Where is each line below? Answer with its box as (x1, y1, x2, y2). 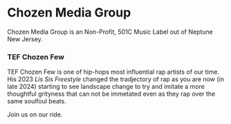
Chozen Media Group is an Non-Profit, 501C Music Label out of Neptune (7, 28, 213, 36)
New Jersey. (7, 34, 43, 43)
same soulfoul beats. (7, 97, 67, 105)
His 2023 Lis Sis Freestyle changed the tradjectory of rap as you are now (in (7, 75, 225, 83)
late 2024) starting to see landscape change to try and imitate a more (7, 83, 205, 91)
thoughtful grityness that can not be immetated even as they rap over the (7, 90, 216, 98)
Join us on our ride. (7, 110, 63, 118)
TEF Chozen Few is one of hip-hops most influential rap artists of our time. (7, 68, 220, 76)
